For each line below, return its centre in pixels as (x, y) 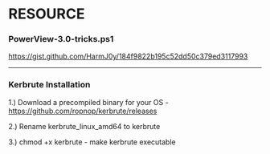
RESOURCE (47, 14)
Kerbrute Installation (49, 85)
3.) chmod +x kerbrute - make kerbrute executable (92, 142)
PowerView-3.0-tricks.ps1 (61, 39)
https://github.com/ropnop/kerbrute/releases (83, 111)
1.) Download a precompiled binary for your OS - (88, 102)
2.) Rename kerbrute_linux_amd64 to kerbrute (84, 126)
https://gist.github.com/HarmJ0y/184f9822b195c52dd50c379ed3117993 (128, 56)
